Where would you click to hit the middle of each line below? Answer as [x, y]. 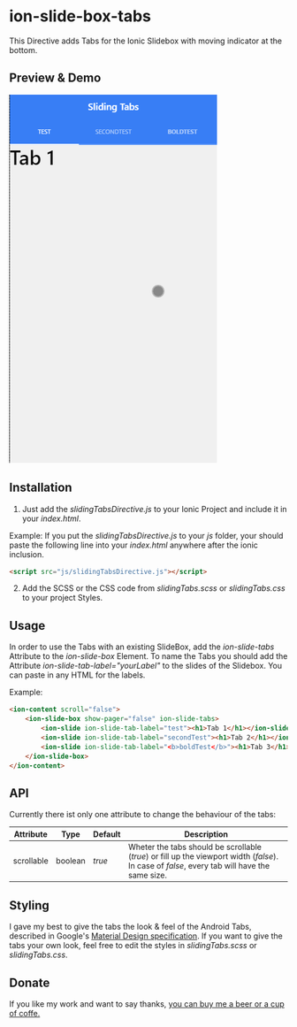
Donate [30, 982]
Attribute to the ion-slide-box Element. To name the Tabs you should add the [148, 656]
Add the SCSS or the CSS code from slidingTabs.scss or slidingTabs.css [153, 588]
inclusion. [27, 554]
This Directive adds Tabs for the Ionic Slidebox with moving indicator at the [146, 41]
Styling [30, 905]
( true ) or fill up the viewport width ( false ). [203, 856]
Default [107, 834]
